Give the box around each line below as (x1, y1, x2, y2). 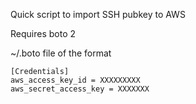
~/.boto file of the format (10, 47, 112, 59)
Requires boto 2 (10, 28, 77, 39)
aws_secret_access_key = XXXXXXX (10, 84, 150, 94)
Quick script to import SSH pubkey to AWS (10, 9, 186, 20)
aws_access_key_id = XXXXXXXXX (10, 75, 141, 85)
